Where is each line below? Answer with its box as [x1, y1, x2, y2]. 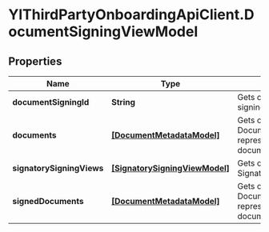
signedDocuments [12, 196, 84, 206]
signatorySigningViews [12, 162, 104, 174]
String [111, 97, 136, 107]
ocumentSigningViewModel [8, 22, 199, 41]
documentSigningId [12, 97, 90, 107]
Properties [8, 54, 62, 68]
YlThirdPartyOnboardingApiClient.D [8, 6, 255, 24]
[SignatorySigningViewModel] [111, 162, 230, 174]
